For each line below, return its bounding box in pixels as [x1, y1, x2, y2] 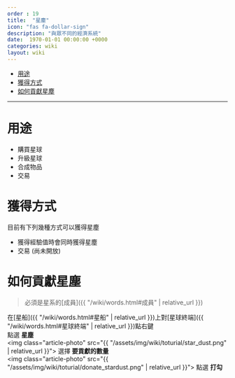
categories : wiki [7, 43, 58, 50]
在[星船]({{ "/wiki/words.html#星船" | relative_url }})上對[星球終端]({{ [7, 313, 204, 321]
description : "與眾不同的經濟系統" [7, 29, 101, 37]
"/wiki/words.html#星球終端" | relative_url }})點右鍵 [7, 321, 154, 330]
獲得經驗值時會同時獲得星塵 [17, 237, 98, 246]
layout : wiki [7, 50, 45, 57]
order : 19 [7, 10, 39, 17]
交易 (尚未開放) [17, 246, 61, 255]
